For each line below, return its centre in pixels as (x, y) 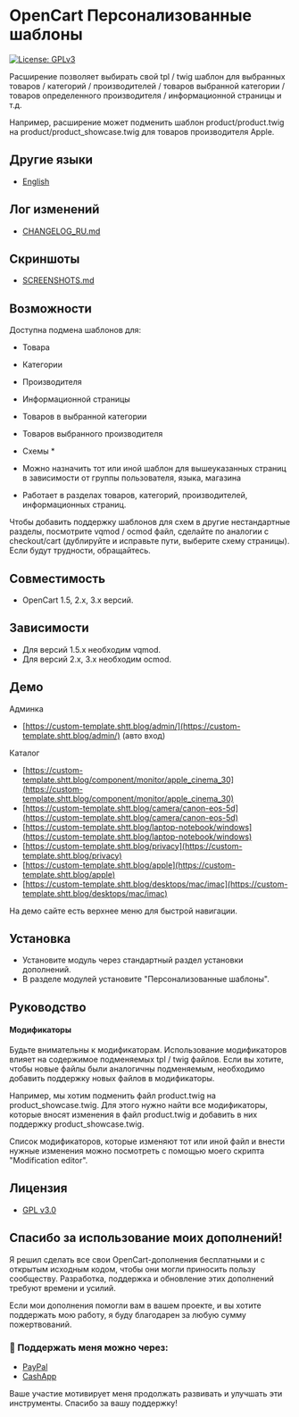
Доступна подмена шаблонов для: (75, 330)
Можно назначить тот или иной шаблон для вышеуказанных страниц (154, 469)
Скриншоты (45, 258)
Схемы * (38, 451)
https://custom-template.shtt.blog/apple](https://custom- (131, 865)
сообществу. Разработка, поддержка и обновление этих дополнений (142, 1279)
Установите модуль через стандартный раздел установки (133, 960)
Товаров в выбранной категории (84, 417)
